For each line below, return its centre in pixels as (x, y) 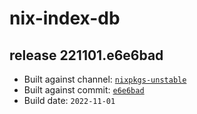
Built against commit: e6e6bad (84, 90)
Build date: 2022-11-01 (69, 100)
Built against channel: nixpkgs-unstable (105, 79)
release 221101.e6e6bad (86, 55)
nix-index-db (65, 18)
